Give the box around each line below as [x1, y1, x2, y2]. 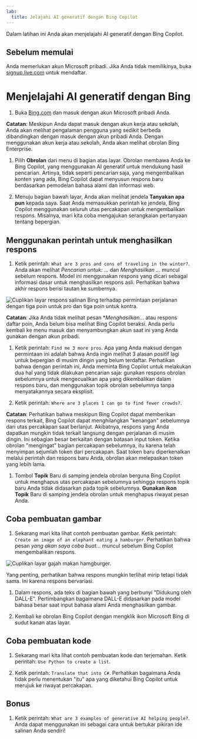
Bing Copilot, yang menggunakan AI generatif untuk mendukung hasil [14, 163, 183, 170]
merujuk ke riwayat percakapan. [14, 681, 93, 688]
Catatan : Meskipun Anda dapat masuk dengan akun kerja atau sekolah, [6, 121, 179, 128]
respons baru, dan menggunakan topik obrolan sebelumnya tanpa [14, 382, 175, 389]
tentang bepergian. [14, 218, 61, 225]
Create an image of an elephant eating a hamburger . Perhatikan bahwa [14, 536, 191, 543]
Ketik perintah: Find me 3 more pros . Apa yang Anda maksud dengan [14, 345, 182, 352]
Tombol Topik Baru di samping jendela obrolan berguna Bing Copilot [14, 472, 181, 479]
